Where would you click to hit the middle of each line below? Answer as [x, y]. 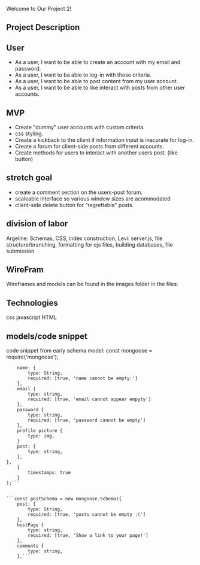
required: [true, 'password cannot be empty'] [87, 420]
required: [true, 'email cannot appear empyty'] [90, 400]
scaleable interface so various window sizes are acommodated [93, 198]
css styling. [29, 133]
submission [20, 251]
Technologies [32, 303]
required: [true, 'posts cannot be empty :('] [87, 515]
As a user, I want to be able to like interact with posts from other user [100, 88]
